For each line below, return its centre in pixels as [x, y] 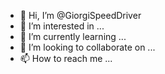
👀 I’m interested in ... [62, 26]
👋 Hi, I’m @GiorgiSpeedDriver [80, 15]
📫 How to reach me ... [66, 58]
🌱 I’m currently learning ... [73, 36]
